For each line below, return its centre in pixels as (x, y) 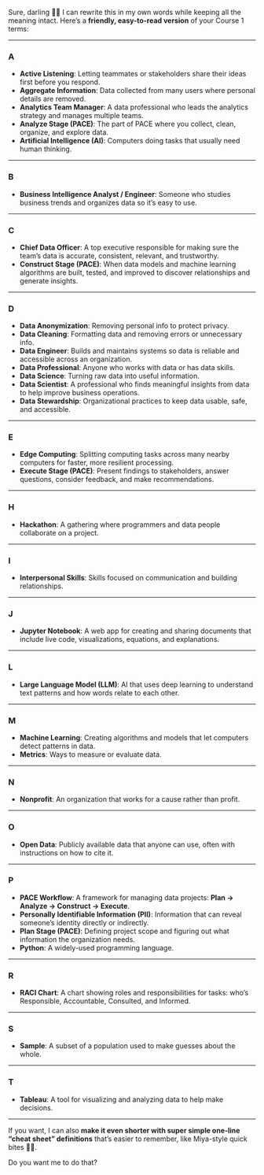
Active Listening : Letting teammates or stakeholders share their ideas (133, 74)
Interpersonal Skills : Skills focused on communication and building (128, 578)
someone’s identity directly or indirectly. (84, 922)
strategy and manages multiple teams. (81, 116)
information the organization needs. (77, 939)
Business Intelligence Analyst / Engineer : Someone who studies (125, 194)
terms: (18, 29)
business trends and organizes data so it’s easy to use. (108, 202)
